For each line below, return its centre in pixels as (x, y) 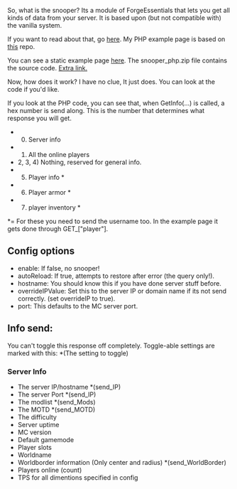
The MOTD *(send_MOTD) (56, 409)
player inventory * (54, 208)
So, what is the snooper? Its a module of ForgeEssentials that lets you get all (119, 10)
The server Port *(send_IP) (57, 394)
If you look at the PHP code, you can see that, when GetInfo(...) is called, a (116, 103)
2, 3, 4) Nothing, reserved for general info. (79, 162)
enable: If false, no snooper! (59, 268)
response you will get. (40, 118)
